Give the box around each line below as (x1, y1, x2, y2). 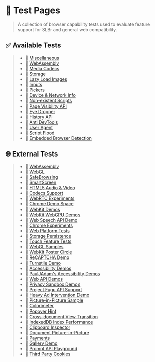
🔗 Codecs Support (25, 190, 64, 196)
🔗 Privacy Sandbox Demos (25, 281, 81, 287)
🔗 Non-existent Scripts (25, 97, 72, 104)
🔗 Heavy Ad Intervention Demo (25, 292, 90, 298)
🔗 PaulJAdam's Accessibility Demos (25, 270, 100, 277)
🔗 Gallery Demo (25, 340, 58, 346)
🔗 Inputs (25, 81, 43, 87)
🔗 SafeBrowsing (25, 174, 58, 180)
